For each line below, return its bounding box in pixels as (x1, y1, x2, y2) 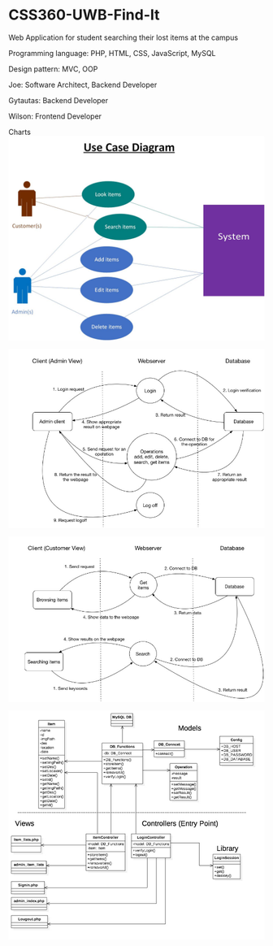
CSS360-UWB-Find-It (8, 6, 160, 24)
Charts (8, 127, 31, 137)
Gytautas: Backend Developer (8, 95, 109, 105)
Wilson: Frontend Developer (8, 111, 102, 121)
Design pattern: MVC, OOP (8, 63, 98, 74)
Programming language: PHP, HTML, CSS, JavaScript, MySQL (8, 48, 217, 58)
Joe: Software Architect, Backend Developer (8, 80, 158, 89)
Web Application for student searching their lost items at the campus (8, 33, 238, 42)
